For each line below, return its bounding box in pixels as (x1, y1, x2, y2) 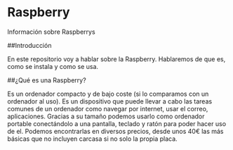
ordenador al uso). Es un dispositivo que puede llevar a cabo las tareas (7, 96, 213, 106)
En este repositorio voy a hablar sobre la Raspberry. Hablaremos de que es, (7, 54, 226, 63)
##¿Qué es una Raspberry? (7, 75, 86, 85)
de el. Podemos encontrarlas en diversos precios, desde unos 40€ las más (7, 127, 224, 135)
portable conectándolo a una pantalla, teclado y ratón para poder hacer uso (7, 119, 227, 127)
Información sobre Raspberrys (7, 27, 96, 36)
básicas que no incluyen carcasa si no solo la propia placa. (7, 135, 178, 143)
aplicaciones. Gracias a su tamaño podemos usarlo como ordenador (7, 112, 205, 120)
